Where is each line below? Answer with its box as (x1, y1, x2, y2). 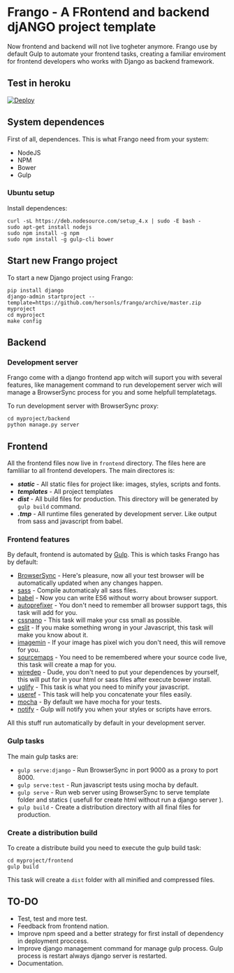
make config (7, 318, 42, 325)
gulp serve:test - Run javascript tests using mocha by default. (17, 781, 199, 789)
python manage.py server (7, 421, 80, 429)
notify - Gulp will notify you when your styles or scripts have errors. (17, 705, 212, 713)
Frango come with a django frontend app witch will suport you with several (7, 374, 222, 382)
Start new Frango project (7, 255, 118, 267)
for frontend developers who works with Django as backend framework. (7, 57, 214, 65)
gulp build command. (17, 502, 82, 511)
